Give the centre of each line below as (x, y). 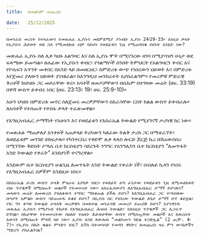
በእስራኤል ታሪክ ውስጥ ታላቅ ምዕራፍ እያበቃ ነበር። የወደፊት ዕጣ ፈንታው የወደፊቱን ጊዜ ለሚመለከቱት (100, 183)
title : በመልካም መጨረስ (34, 12)
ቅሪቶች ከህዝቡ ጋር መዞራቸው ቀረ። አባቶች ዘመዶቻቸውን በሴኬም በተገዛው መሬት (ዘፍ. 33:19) (101, 82)
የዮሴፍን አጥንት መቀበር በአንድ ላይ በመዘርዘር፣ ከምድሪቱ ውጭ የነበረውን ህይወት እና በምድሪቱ (99, 69)
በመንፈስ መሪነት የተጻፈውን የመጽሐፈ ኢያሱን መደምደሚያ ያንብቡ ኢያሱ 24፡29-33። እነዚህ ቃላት (98, 39)
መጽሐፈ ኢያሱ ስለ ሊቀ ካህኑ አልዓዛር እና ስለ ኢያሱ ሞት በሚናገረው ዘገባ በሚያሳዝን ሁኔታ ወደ (100, 55)
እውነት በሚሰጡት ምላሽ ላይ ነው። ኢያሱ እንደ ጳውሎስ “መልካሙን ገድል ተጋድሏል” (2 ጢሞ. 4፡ (99, 219)
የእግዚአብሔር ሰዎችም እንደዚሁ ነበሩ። (44, 171)
